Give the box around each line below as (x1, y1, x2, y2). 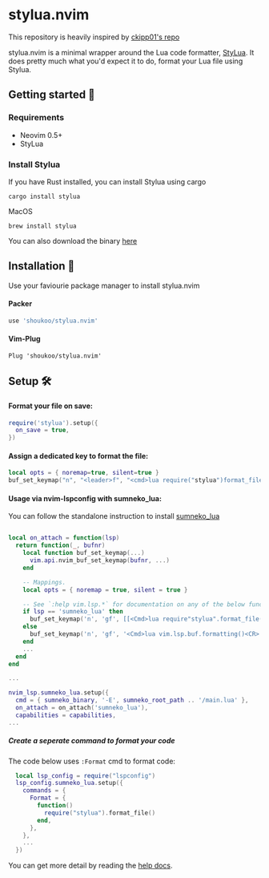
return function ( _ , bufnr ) (15, 541, 106, 550)
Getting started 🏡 (8, 88, 96, 102)
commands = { (22, 787, 66, 795)
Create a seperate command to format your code (8, 736, 175, 746)
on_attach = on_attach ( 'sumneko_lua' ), (15, 704, 149, 712)
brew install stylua (8, 222, 78, 230)
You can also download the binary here (8, 236, 138, 245)
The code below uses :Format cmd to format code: (8, 756, 176, 766)
